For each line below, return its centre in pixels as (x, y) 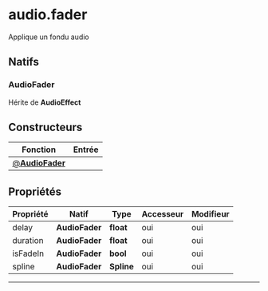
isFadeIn (28, 253)
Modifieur (210, 214)
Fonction (39, 149)
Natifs (24, 62)
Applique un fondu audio (49, 37)
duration (28, 241)
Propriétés (35, 191)
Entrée (86, 149)
